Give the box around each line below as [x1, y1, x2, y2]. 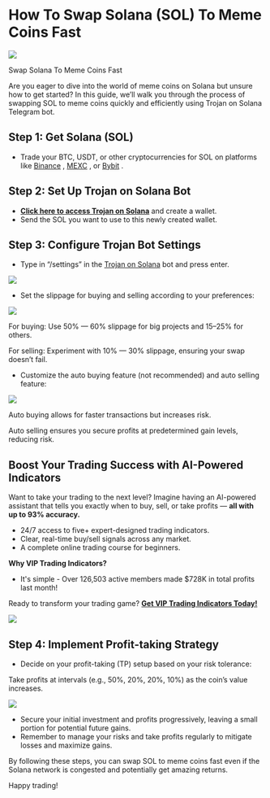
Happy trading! [8, 781, 58, 790]
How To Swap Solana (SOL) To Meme [8, 6, 262, 24]
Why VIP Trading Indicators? [8, 559, 107, 569]
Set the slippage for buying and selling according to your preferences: [19, 290, 255, 300]
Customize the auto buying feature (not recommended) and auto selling [19, 370, 259, 380]
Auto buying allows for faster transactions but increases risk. [8, 410, 212, 420]
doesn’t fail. [8, 355, 48, 364]
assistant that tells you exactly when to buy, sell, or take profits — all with [8, 501, 254, 511]
